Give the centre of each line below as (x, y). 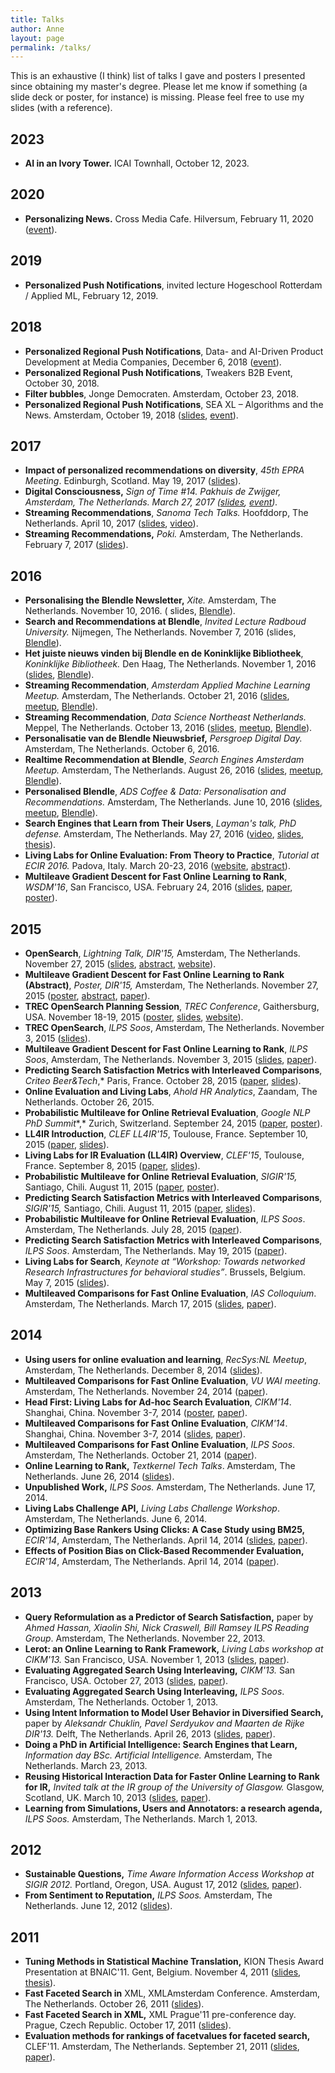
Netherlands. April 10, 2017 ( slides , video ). (111, 523)
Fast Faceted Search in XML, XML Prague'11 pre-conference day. (160, 2015)
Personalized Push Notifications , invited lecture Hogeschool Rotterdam (173, 285)
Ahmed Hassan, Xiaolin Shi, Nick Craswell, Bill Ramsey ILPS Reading (167, 1627)
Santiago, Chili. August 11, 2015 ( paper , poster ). (122, 1187)
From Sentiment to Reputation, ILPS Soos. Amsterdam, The (148, 1895)
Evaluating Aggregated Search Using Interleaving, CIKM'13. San (160, 1670)
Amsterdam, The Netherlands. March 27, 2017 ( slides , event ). (151, 502)
